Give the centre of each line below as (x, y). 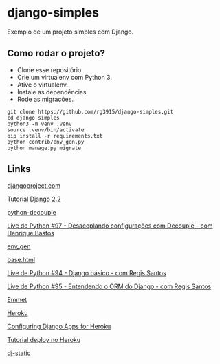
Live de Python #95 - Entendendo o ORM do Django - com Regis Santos (109, 286)
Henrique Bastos (31, 233)
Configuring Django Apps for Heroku (59, 326)
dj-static (19, 353)
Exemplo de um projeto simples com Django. (70, 32)
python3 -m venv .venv (40, 124)
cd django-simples (33, 118)
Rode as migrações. (45, 99)
